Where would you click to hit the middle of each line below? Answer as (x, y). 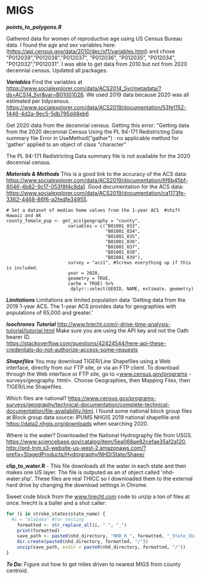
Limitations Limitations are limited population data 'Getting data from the (96, 300)
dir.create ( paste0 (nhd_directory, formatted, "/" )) (83, 542)
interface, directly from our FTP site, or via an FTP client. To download (93, 367)
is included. (22, 268)
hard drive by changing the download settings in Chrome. (77, 484)
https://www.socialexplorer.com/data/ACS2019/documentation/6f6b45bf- (97, 180)
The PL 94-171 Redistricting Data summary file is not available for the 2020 (98, 156)
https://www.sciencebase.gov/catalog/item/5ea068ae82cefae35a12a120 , (97, 441)
